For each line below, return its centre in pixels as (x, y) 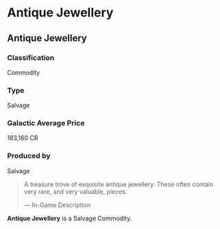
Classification (31, 58)
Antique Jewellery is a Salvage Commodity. (70, 218)
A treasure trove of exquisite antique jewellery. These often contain (119, 184)
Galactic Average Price (46, 123)
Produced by (29, 156)
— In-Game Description (57, 205)
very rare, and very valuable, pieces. (75, 191)
